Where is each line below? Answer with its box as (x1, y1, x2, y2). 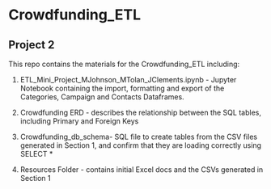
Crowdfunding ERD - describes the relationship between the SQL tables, (19, 107, 261, 117)
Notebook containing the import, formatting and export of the (19, 83, 225, 93)
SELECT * (19, 149, 53, 158)
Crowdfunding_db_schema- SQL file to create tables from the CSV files (19, 132, 257, 141)
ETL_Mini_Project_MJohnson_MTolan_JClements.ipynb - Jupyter (19, 75, 237, 84)
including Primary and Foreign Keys (19, 116, 139, 126)
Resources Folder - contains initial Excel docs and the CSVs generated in (19, 165, 264, 174)
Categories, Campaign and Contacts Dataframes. (19, 92, 184, 102)
